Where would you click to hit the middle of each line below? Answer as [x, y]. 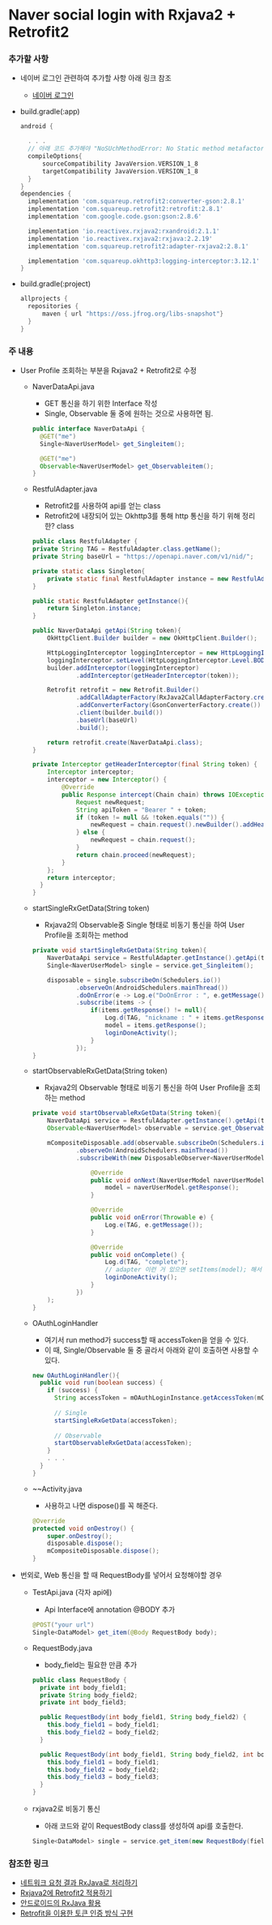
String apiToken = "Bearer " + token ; [141, 810]
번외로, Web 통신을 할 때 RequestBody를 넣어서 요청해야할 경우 [121, 1576]
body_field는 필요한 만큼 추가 [91, 1665]
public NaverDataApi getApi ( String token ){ [107, 631]
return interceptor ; [82, 877]
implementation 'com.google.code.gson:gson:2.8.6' [115, 217]
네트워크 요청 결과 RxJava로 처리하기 [79, 1883]
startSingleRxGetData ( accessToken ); [116, 1421]
